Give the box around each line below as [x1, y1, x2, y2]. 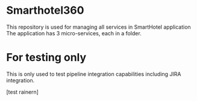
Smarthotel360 [6, 4, 84, 17]
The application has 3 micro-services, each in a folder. [6, 29, 142, 36]
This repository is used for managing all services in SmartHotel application [6, 23, 191, 30]
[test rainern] [6, 88, 39, 96]
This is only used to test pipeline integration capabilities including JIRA [6, 70, 181, 78]
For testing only [6, 51, 87, 65]
